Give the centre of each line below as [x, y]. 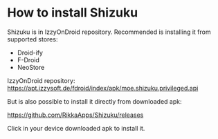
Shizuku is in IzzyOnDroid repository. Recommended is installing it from [109, 32]
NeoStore [31, 67]
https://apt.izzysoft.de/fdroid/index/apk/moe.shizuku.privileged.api [103, 88]
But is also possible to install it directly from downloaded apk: [94, 101]
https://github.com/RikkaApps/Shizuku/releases [75, 115]
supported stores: [33, 39]
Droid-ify [30, 53]
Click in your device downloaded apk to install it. [76, 128]
